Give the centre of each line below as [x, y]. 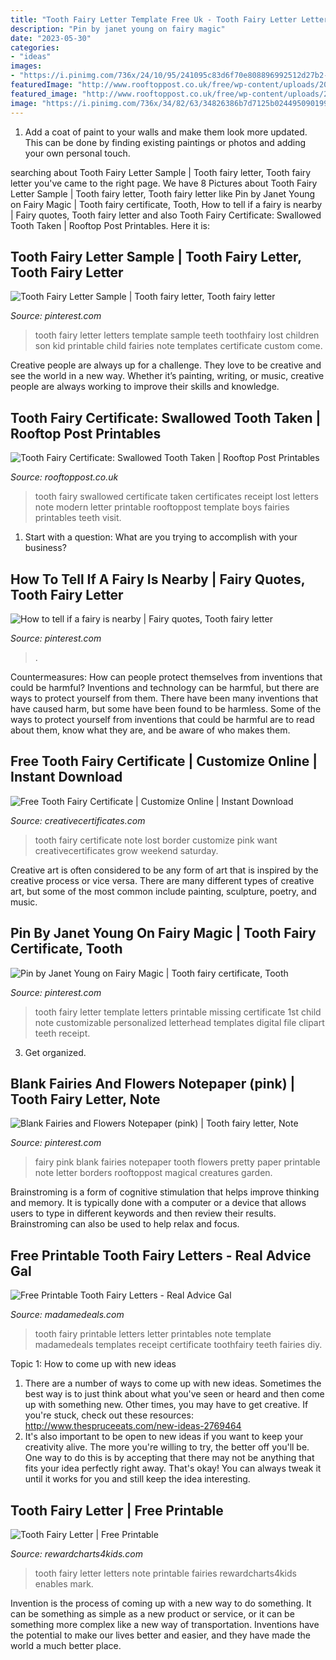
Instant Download [66, 777]
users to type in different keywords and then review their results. [143, 1213]
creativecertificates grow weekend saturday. [126, 850]
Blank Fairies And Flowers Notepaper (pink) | [153, 1083]
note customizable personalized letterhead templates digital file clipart [179, 1022]
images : [26, 66]
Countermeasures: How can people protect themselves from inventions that [166, 677]
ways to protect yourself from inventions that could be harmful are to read [162, 719]
